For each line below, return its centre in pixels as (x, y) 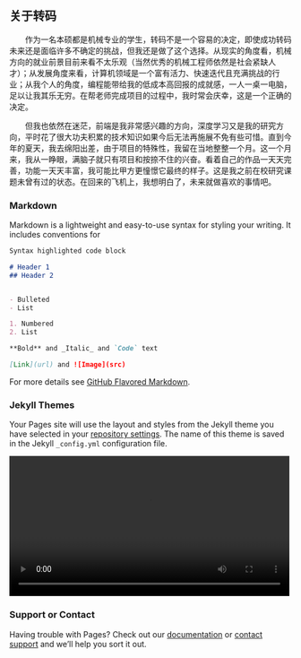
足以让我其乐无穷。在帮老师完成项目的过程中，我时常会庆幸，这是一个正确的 (150, 95)
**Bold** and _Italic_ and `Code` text (84, 349)
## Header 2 (31, 275)
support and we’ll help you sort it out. (78, 644)
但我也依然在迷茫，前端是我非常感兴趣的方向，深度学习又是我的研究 (150, 126)
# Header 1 (30, 267)
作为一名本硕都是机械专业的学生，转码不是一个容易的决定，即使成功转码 (159, 39)
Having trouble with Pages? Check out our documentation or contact (136, 634)
